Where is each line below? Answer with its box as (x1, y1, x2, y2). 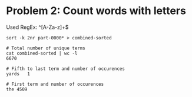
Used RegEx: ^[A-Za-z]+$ (6, 24, 69, 31)
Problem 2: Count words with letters (6, 4, 187, 18)
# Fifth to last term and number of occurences (6, 66, 125, 72)
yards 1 (6, 71, 31, 77)
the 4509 (6, 86, 28, 92)
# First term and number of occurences (6, 81, 104, 87)
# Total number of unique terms (6, 45, 85, 51)
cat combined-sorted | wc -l (6, 50, 78, 56)
